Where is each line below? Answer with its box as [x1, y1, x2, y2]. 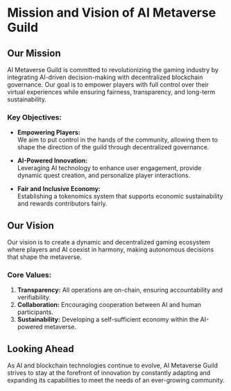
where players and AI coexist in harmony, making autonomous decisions [7, 245, 214, 254]
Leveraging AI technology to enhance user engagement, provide [17, 164, 202, 172]
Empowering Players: [17, 128, 81, 137]
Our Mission [7, 47, 61, 59]
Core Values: [7, 270, 52, 280]
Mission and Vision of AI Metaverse [7, 5, 216, 21]
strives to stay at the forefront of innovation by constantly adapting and [7, 369, 211, 377]
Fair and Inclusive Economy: [17, 185, 101, 193]
